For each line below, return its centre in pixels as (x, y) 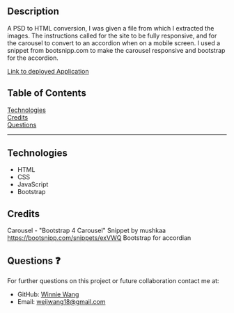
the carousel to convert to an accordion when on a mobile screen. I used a (114, 43)
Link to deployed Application (48, 71)
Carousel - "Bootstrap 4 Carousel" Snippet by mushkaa (86, 231)
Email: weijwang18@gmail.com (61, 302)
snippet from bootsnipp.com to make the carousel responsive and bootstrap (116, 50)
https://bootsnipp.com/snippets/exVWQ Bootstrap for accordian (99, 238)
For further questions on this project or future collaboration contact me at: (113, 281)
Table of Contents (47, 93)
